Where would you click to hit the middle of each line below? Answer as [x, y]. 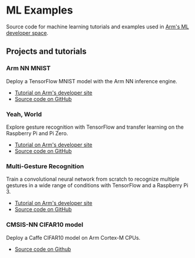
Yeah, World [24, 114]
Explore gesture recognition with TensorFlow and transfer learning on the [95, 127]
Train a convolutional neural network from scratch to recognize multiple [93, 179]
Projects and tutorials [46, 52]
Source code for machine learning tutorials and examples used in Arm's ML [98, 27]
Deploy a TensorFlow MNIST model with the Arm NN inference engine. [92, 81]
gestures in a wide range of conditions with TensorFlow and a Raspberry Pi [97, 185]
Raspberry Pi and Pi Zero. [37, 133]
